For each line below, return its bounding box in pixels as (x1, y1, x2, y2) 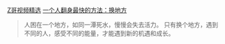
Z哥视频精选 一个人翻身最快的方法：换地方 (7, 6, 127, 14)
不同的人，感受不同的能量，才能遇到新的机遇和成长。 (23, 30, 175, 37)
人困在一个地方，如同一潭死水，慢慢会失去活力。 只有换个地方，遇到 (23, 21, 218, 29)
